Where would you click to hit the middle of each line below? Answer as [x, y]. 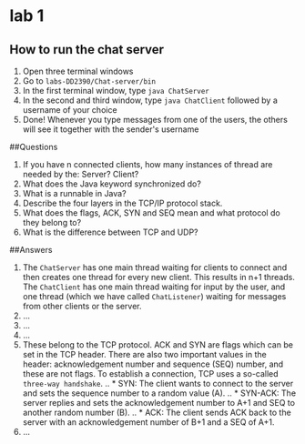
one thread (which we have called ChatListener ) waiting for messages [154, 296]
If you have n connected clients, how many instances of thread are [147, 164]
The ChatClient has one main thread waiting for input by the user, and [154, 287]
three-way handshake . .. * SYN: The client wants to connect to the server [158, 383]
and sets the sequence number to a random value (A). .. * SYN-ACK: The [159, 393]
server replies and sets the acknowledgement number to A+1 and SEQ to [159, 403]
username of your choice [70, 110]
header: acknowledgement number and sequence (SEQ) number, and [153, 364]
